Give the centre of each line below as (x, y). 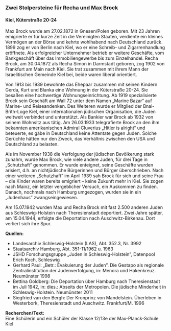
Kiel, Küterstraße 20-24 (31, 20)
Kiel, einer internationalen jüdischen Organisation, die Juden (92, 112)
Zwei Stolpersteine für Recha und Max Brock (62, 8)
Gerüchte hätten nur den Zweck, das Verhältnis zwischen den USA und (80, 139)
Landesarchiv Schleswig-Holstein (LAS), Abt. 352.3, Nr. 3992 (77, 244)
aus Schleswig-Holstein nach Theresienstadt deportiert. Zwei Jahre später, (84, 213)
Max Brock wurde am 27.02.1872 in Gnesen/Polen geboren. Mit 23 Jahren (82, 31)
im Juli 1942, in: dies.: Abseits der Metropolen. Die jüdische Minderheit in (89, 287)
